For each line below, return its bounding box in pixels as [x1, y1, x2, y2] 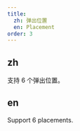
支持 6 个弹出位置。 [7, 76, 65, 85]
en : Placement [13, 23, 55, 30]
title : [7, 10, 27, 18]
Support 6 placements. [7, 115, 74, 124]
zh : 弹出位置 [13, 17, 48, 24]
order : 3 [7, 30, 33, 38]
